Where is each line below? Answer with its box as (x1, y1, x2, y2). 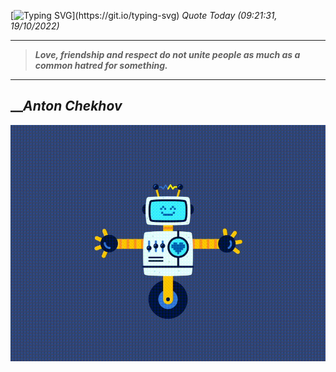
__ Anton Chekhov (10, 98, 123, 115)
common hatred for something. (34, 60, 168, 71)
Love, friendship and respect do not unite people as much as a (34, 49, 301, 60)
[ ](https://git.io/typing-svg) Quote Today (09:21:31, (10, 10, 278, 21)
